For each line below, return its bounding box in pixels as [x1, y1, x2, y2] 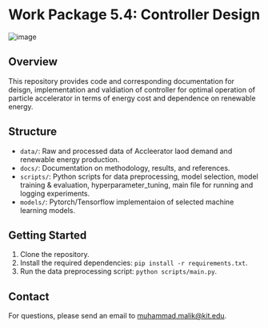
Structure [8, 125, 58, 139]
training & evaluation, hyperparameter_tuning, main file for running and [19, 180, 254, 189]
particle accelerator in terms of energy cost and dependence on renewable [8, 93, 256, 103]
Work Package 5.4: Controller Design [8, 6, 261, 24]
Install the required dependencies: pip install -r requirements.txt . [19, 258, 248, 268]
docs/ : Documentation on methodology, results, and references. [19, 163, 230, 172]
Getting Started [8, 228, 87, 242]
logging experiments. [19, 188, 90, 198]
